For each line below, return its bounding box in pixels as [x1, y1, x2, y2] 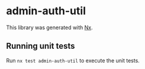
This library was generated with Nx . [6, 24, 93, 31]
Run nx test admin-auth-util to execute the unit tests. [6, 57, 140, 64]
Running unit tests [6, 41, 75, 51]
